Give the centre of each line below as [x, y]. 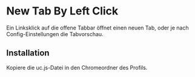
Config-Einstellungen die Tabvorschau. [55, 34]
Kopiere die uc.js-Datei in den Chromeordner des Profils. [77, 67]
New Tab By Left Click [62, 11]
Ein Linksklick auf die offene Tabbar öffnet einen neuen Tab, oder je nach [97, 28]
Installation [28, 53]
